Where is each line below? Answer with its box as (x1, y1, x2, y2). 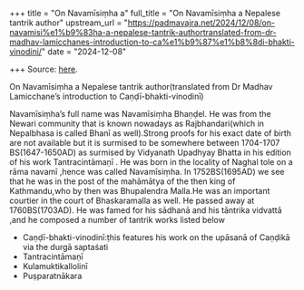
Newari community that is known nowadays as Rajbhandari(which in (9, 118, 265, 129)
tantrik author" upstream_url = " (9, 17, 129, 28)
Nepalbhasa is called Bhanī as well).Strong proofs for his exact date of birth (9, 128, 292, 139)
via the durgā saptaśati (22, 242, 109, 252)
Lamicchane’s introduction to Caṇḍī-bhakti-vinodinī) (9, 91, 204, 101)
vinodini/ (9, 46, 43, 57)
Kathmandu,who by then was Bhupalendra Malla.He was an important (9, 186, 270, 196)
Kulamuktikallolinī (22, 261, 88, 271)
